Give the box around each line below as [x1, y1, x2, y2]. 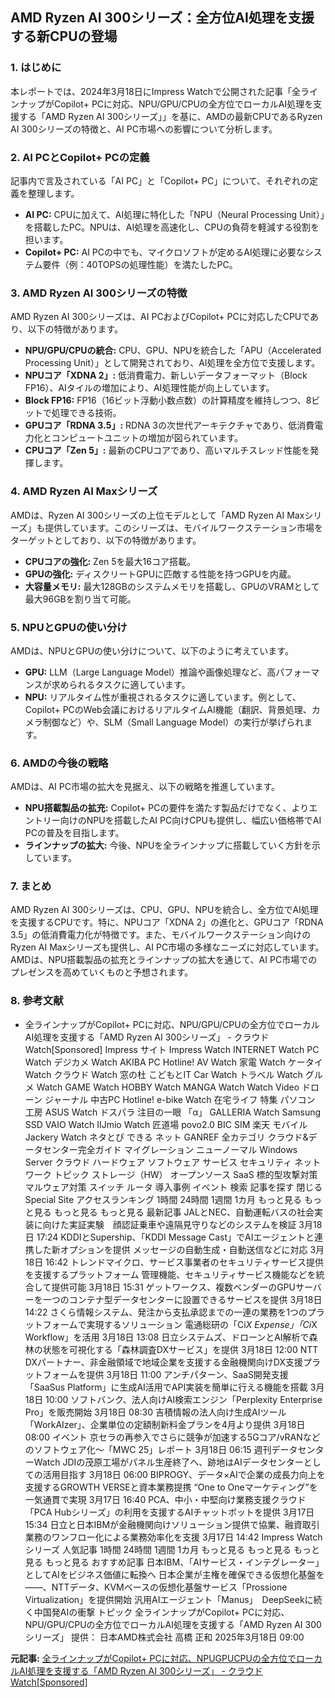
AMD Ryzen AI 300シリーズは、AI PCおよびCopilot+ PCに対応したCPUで [10, 311, 311, 323]
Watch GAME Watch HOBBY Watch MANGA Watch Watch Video [36, 1081, 300, 1093]
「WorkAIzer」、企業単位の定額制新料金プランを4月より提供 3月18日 [24, 1418, 306, 1430]
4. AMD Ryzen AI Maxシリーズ [10, 484, 158, 498]
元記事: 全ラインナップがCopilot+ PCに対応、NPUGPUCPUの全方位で [10, 1652, 297, 1664]
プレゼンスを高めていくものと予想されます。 [10, 966, 194, 978]
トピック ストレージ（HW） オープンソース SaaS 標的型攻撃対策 [53, 1168, 318, 1180]
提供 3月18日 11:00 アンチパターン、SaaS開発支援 [86, 1368, 289, 1380]
